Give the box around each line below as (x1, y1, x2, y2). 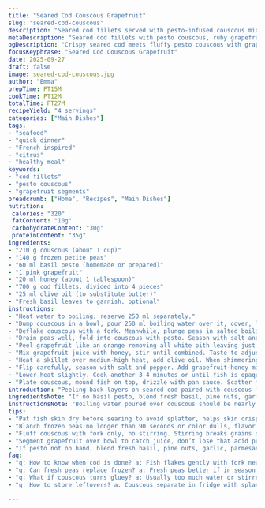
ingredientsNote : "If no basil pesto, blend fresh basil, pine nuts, (8, 393, 242, 401)
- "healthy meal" (8, 159, 65, 166)
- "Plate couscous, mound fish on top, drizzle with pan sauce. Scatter (8, 378, 252, 387)
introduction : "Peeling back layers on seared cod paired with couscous (8, 386, 252, 394)
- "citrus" (8, 151, 44, 159)
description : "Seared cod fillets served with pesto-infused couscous (8, 26, 245, 34)
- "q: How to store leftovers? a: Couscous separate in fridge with (8, 480, 238, 489)
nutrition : (8, 202, 44, 210)
